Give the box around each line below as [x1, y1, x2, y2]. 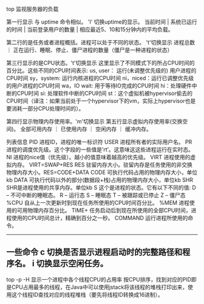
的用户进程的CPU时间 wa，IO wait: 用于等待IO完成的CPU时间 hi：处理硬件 [6, 82, 192, 89]
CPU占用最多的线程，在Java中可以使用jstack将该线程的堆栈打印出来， [11, 283, 188, 291]
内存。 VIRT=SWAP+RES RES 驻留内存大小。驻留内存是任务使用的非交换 [11, 161, 193, 168]
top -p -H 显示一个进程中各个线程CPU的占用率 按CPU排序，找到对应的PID [6, 275, 191, 283]
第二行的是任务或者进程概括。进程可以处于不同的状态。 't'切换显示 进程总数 [6, 39, 195, 46]
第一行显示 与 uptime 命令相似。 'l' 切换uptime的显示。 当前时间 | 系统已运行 [6, 18, 197, 26]
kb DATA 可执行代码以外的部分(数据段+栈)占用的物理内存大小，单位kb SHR [6, 176, 193, 184]
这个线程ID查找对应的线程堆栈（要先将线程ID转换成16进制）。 [11, 291, 164, 298]
